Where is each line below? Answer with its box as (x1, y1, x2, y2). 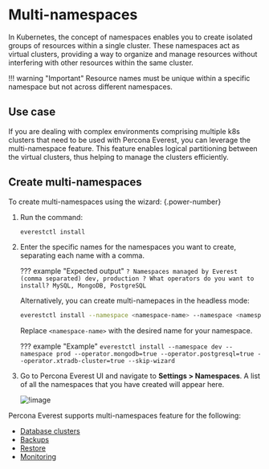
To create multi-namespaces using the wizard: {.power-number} (8, 197, 222, 206)
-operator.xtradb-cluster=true (19, 357, 125, 365)
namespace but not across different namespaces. (8, 82, 173, 92)
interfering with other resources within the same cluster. (8, 58, 194, 67)
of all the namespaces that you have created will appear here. (19, 380, 225, 389)
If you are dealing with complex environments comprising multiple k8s (8, 126, 241, 136)
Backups (19, 435, 50, 445)
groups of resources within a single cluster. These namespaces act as (8, 40, 240, 50)
